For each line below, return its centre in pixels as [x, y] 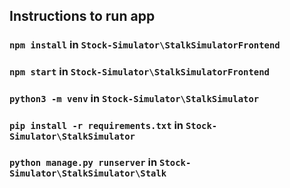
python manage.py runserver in [83, 162]
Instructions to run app [82, 16]
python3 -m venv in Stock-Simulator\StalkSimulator [134, 99]
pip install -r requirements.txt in [96, 126]
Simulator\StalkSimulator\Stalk [88, 173]
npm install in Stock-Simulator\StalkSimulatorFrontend [145, 45]
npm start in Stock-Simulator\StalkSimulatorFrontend [139, 72]
